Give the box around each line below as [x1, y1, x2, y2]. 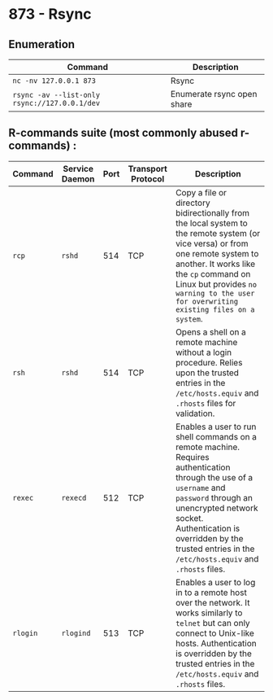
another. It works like [175, 258, 256, 269]
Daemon [61, 173, 95, 184]
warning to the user [175, 288, 255, 298]
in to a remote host [175, 587, 248, 598]
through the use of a [175, 471, 253, 483]
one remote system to [175, 247, 259, 259]
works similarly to [175, 607, 243, 619]
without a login [175, 347, 232, 358]
